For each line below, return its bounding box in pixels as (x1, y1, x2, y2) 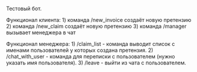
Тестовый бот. (6, 5, 42, 12)
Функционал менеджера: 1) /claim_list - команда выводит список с (6, 41, 175, 47)
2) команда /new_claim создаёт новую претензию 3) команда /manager (6, 23, 187, 30)
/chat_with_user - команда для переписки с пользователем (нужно (6, 53, 176, 60)
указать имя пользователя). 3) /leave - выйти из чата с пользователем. (6, 59, 186, 66)
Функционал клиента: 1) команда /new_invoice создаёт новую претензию (6, 17, 192, 23)
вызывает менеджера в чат (6, 29, 76, 36)
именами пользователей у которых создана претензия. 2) (6, 47, 154, 54)
